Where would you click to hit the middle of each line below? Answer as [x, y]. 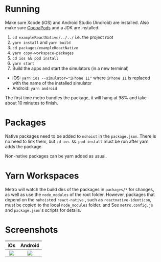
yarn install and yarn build [41, 42]
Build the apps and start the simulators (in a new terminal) [70, 68]
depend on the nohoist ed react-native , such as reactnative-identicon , [78, 199]
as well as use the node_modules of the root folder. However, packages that [80, 195]
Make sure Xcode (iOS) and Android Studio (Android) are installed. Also [77, 22]
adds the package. [24, 146]
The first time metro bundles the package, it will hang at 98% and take [76, 98]
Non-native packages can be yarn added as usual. [56, 156]
